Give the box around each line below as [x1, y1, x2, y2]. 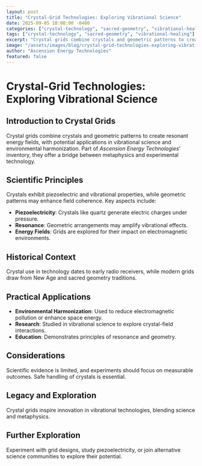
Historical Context [6, 252, 76, 262]
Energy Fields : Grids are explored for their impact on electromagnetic [14, 228, 188, 235]
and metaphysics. [6, 412, 50, 420]
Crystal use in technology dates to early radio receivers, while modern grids [6, 268, 194, 275]
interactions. [14, 327, 46, 334]
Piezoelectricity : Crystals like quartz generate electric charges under [14, 209, 188, 216]
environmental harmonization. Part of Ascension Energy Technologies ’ [6, 145, 181, 152]
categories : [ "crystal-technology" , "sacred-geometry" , [6, 25, 149, 32]
